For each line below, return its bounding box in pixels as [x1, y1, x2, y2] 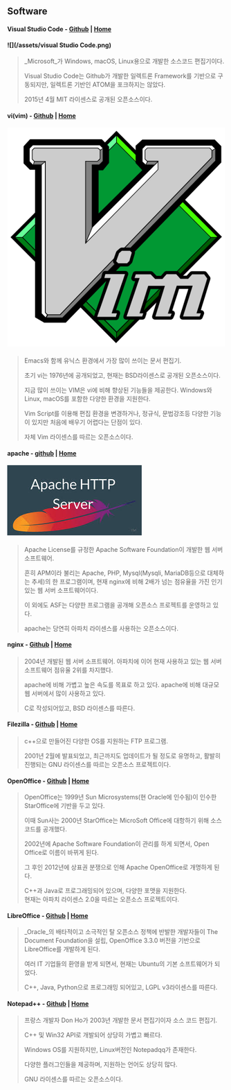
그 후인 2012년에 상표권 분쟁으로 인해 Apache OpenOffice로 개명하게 [24, 863, 213, 872]
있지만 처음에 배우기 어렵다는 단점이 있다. [31, 417, 143, 426]
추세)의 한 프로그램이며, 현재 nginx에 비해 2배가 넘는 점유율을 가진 [31, 577, 210, 585]
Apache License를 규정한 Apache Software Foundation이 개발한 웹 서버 [24, 545, 223, 553]
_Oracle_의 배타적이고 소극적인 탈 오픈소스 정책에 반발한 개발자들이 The [24, 928, 219, 936]
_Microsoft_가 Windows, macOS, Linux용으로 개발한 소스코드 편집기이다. [24, 57, 225, 65]
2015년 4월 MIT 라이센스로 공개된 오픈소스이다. [24, 95, 153, 103]
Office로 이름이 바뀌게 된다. [24, 849, 99, 857]
